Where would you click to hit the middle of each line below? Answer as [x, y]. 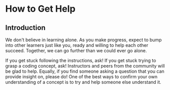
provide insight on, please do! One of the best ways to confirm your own [81, 77]
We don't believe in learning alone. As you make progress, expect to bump [83, 40]
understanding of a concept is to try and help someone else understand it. [83, 82]
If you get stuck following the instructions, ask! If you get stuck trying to [81, 61]
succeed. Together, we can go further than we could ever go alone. [76, 51]
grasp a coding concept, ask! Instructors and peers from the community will [85, 66]
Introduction [26, 28]
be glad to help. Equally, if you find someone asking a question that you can [85, 71]
